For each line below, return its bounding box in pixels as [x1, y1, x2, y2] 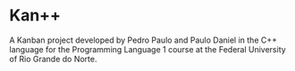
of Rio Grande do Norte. [9, 53, 97, 64]
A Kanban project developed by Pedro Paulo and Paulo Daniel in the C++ [9, 35, 277, 45]
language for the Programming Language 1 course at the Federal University [9, 43, 286, 54]
